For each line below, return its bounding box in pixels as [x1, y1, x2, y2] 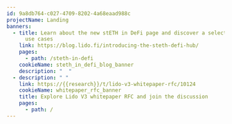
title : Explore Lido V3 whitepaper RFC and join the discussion [19, 94, 208, 101]
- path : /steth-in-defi [24, 55, 94, 62]
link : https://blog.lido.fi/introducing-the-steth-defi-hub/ [19, 42, 199, 49]
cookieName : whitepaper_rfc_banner [19, 87, 122, 94]
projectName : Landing [6, 17, 69, 23]
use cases [24, 36, 53, 43]
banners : [6, 23, 32, 30]
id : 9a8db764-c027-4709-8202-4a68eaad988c [6, 10, 131, 17]
